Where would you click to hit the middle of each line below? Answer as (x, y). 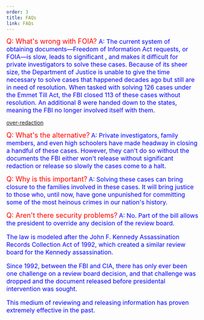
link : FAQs (20, 23)
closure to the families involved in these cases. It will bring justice (100, 187)
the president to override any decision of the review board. (90, 224)
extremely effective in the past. (51, 310)
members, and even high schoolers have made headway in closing (102, 143)
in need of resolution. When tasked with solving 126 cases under (99, 87)
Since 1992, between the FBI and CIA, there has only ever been (97, 266)
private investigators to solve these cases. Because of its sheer (97, 65)
